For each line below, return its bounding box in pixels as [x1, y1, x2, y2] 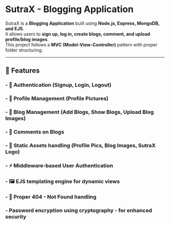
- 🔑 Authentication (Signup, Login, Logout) [5, 82, 112, 89]
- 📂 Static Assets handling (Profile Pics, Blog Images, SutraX [5, 142, 156, 149]
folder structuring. [5, 47, 43, 53]
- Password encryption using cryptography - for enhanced [5, 207, 152, 214]
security [5, 213, 27, 220]
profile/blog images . [5, 36, 49, 42]
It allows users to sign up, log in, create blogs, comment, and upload [5, 31, 150, 37]
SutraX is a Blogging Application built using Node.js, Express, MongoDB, [5, 20, 160, 26]
